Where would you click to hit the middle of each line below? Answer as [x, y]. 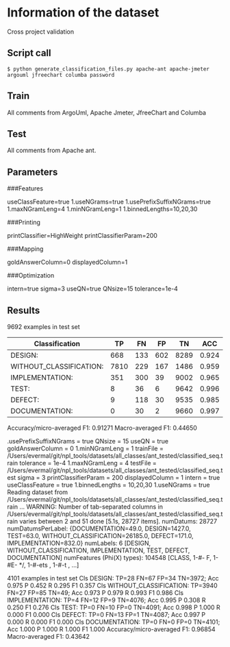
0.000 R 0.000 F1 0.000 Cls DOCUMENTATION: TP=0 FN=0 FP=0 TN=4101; [114, 622]
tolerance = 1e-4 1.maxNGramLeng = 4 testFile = [88, 463]
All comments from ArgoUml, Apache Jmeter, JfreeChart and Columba [107, 112]
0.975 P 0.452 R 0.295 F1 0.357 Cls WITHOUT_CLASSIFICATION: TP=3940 [112, 585]
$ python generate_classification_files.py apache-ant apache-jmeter [108, 69]
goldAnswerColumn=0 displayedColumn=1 [67, 263]
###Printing [24, 222]
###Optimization [31, 276]
